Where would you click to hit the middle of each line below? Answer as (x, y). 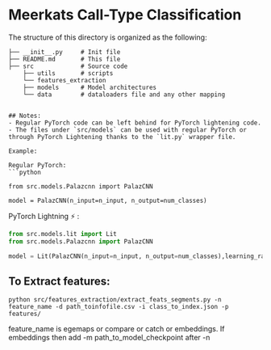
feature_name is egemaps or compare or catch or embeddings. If (117, 329)
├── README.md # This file (65, 59)
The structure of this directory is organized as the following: (108, 37)
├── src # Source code (68, 66)
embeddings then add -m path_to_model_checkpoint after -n (109, 338)
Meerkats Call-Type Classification (125, 15)
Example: (23, 151)
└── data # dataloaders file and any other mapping (124, 95)
